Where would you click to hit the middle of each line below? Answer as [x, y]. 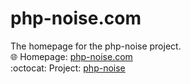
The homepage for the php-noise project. [96, 46]
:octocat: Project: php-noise [68, 68]
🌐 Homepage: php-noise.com [71, 56]
